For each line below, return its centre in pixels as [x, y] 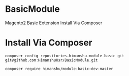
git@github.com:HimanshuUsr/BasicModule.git [51, 60]
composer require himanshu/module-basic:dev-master [59, 69]
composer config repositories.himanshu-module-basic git [65, 56]
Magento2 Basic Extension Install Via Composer [54, 23]
